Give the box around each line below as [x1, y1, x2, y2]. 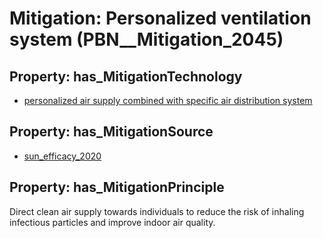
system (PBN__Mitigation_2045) [9, 28, 284, 51]
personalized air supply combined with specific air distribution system [23, 95, 313, 106]
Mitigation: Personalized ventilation [9, 7, 312, 30]
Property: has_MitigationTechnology [9, 68, 243, 85]
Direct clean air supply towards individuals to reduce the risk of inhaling [9, 205, 305, 217]
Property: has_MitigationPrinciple [9, 179, 225, 196]
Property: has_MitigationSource [9, 123, 214, 141]
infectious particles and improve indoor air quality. [9, 216, 216, 228]
